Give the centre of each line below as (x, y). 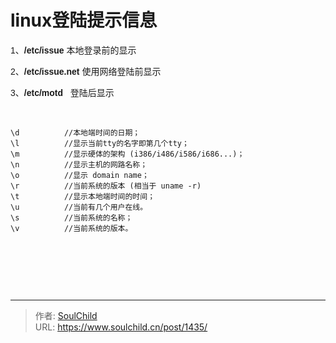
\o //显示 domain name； (80, 175)
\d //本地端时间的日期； (75, 132)
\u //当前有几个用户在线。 (79, 207)
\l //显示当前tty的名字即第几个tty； (100, 143)
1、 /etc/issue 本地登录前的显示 (73, 50)
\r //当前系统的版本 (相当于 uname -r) (106, 186)
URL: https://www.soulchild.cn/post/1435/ (121, 327)
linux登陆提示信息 (84, 20)
